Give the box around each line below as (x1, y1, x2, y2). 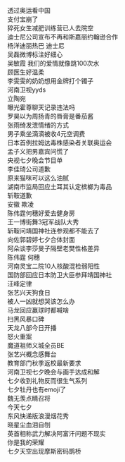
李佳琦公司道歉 (7, 165, 51, 173)
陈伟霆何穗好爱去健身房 (7, 209, 75, 217)
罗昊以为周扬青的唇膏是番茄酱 (7, 112, 93, 120)
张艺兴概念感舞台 (7, 350, 57, 358)
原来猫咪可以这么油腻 (7, 174, 69, 182)
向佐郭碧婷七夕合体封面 (7, 236, 75, 243)
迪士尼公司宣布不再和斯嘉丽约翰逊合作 (7, 32, 118, 41)
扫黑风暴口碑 (7, 315, 44, 323)
